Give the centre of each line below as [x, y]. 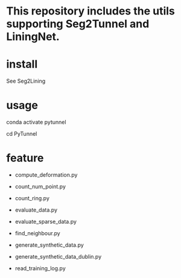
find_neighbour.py [37, 233]
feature [25, 158]
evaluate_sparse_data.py [46, 222]
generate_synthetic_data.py [49, 245]
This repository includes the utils [91, 11]
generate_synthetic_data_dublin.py [58, 257]
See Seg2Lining [26, 81]
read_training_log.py [40, 268]
